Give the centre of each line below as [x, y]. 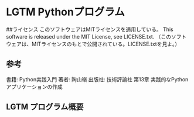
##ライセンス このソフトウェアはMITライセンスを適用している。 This [90, 29]
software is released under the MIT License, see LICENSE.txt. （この [89, 36]
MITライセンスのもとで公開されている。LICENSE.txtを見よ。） [106, 44]
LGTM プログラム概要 [45, 107]
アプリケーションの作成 [34, 87]
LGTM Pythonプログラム [65, 12]
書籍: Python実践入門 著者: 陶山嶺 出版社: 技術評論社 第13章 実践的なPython [97, 79]
